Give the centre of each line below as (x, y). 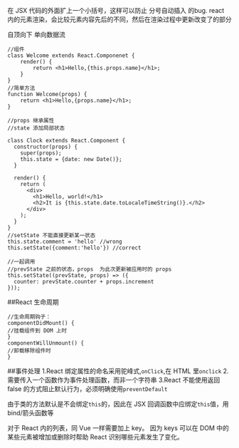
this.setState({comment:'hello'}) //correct (74, 248)
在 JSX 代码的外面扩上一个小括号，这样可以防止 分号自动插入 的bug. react (116, 10)
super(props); (41, 153)
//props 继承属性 (31, 120)
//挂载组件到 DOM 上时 (37, 330)
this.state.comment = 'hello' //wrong (65, 241)
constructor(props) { (46, 147)
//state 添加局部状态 (36, 128)
